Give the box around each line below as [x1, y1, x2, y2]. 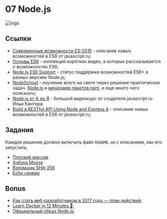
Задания [5, 126, 34, 134]
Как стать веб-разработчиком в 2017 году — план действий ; [12, 198, 142, 204]
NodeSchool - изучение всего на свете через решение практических [12, 79, 160, 85]
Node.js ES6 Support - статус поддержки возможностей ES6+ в [12, 69, 148, 75]
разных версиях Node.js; [12, 74, 66, 80]
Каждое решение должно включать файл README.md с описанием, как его [5, 139, 162, 145]
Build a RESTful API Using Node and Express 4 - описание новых [12, 106, 148, 112]
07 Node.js [5, 3, 51, 15]
